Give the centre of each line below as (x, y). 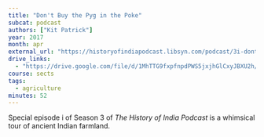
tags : (17, 81)
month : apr (26, 45)
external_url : (31, 52)
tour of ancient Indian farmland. (59, 126)
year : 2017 (26, 37)
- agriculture (38, 88)
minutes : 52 (27, 96)
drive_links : (29, 59)
